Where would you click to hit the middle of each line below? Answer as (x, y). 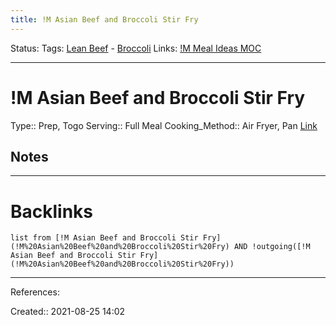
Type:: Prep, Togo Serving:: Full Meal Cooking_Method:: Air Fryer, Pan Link (164, 125)
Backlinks (52, 211)
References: (35, 292)
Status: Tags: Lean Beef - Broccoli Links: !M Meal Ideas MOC (136, 48)
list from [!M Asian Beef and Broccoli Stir (104, 238)
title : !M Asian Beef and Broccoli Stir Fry (104, 19)
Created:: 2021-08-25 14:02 (68, 312)
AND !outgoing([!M (272, 247)
